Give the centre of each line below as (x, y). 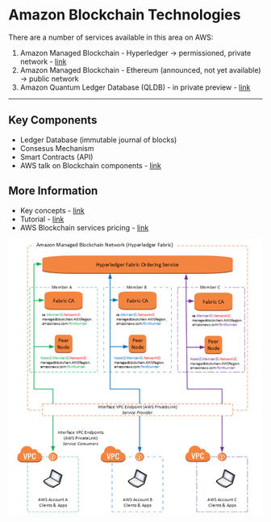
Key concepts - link (52, 210)
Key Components (53, 120)
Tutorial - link (42, 219)
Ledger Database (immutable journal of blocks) (98, 140)
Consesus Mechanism (57, 148)
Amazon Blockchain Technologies (125, 15)
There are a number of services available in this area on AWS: (111, 37)
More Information (53, 191)
